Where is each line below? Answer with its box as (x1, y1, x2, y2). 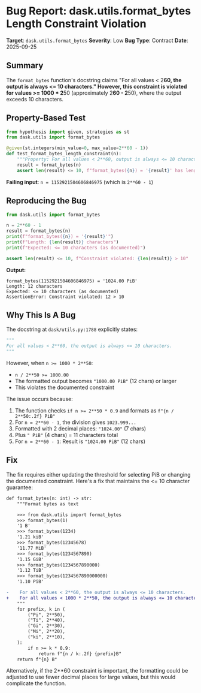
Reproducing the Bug (6, 196, 87, 206)
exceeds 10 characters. (6, 95, 64, 103)
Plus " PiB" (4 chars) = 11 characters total (14, 432, 118, 439)
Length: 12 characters (6, 283, 63, 289)
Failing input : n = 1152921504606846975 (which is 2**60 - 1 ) (6, 178, 154, 185)
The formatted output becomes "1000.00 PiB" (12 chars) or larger (14, 378, 177, 385)
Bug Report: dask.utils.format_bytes (6, 4, 191, 18)
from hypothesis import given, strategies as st (6, 129, 130, 135)
